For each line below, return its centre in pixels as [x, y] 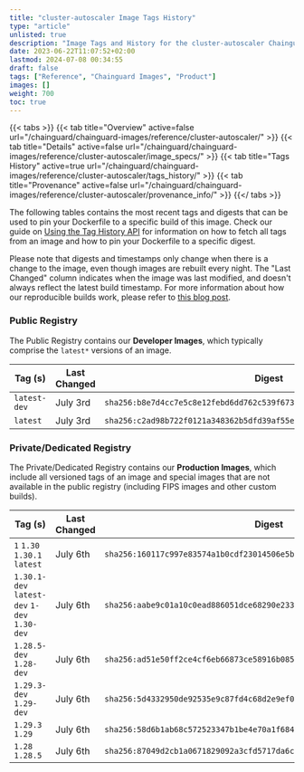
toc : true [28, 102]
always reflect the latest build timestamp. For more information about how [147, 288]
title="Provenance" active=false [69, 186]
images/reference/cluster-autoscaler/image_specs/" [107, 157]
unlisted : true [38, 34]
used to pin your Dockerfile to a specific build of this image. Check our [141, 222]
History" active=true [47, 166]
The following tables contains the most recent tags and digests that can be [149, 213]
